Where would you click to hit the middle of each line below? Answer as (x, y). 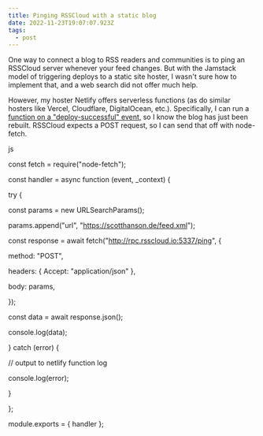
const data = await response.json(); (66, 317)
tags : (17, 30)
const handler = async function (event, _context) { (89, 180)
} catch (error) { (33, 348)
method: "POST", (36, 256)
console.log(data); (38, 333)
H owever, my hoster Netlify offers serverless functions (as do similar (119, 100)
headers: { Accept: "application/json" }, (72, 271)
